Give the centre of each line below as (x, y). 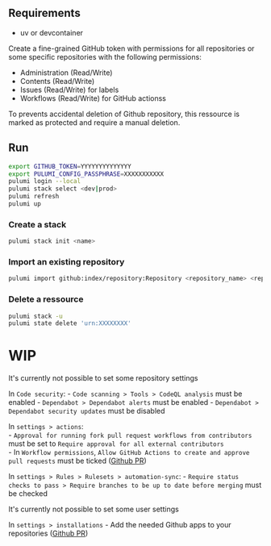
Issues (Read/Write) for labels (69, 90)
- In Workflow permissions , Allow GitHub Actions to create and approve (129, 452)
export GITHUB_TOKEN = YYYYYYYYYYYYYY (70, 166)
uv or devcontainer (51, 32)
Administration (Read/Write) (66, 73)
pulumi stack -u (35, 316)
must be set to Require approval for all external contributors (116, 444)
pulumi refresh (34, 197)
